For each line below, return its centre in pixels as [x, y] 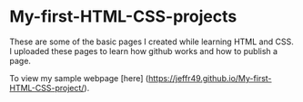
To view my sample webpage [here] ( [79, 78]
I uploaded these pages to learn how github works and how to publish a [144, 51]
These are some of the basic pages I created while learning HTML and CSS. [151, 42]
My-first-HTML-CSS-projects [123, 17]
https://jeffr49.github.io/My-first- [210, 78]
